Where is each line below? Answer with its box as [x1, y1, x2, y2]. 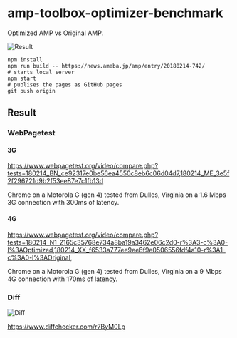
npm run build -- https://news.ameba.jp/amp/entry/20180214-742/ [7, 62, 205, 69]
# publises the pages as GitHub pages [7, 81, 122, 88]
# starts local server [7, 68, 75, 76]
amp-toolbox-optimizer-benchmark [7, 5, 223, 21]
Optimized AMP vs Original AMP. [7, 29, 104, 37]
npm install [7, 56, 43, 63]
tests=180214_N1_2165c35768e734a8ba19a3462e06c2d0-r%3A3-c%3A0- [7, 237, 228, 247]
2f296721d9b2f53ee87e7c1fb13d [7, 177, 104, 185]
